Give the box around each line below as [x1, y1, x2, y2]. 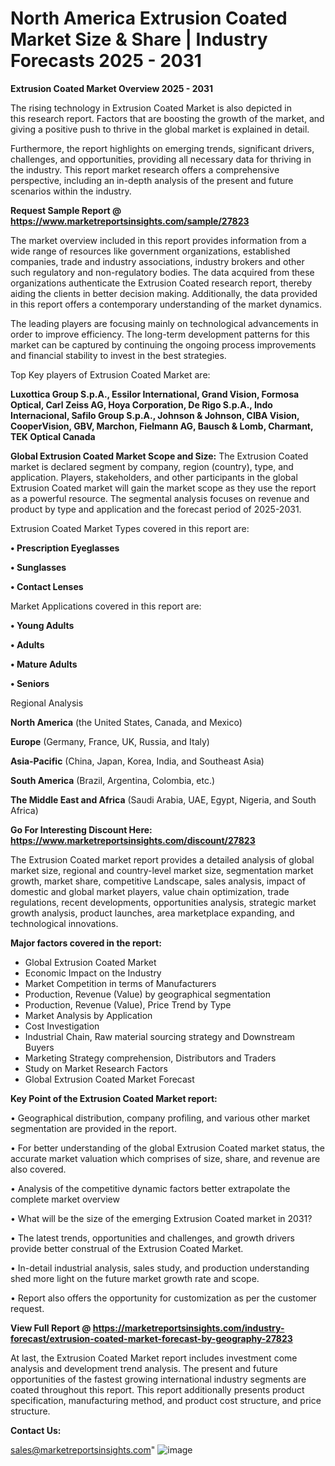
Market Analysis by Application [24, 1009, 153, 1021]
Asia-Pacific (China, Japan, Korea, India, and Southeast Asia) [10, 755, 265, 767]
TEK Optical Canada [10, 430, 96, 442]
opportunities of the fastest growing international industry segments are [10, 1373, 307, 1385]
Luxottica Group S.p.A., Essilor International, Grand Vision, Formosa [10, 388, 300, 400]
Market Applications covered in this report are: [10, 600, 202, 612]
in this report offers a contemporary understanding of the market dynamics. [10, 298, 322, 310]
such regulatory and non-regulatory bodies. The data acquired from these [10, 266, 315, 278]
